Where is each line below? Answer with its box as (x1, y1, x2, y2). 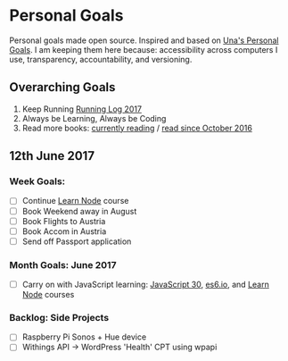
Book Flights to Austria (21, 215, 106, 226)
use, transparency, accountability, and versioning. (9, 54, 193, 64)
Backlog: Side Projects (9, 312, 110, 324)
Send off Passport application (21, 236, 132, 247)
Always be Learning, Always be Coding (21, 113, 167, 123)
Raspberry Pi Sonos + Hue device (21, 332, 147, 342)
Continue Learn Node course (21, 196, 129, 206)
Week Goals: (9, 175, 66, 188)
